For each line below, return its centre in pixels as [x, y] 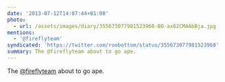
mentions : [21, 32]
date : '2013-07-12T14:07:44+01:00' [58, 13]
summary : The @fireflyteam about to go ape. [72, 52]
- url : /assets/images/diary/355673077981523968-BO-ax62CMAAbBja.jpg [115, 26]
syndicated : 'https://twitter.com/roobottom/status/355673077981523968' [113, 45]
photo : [16, 20]
